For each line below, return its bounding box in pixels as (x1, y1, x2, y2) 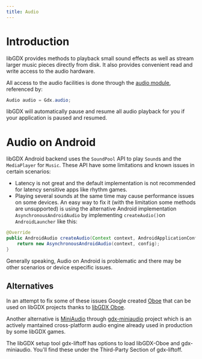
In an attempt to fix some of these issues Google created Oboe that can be (6, 297, 191, 304)
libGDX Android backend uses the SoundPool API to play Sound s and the (6, 155, 182, 162)
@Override (6, 230, 31, 236)
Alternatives (6, 281, 54, 292)
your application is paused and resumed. (6, 114, 108, 121)
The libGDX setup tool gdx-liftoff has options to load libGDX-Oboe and (6, 339, 180, 346)
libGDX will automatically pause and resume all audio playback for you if (6, 108, 185, 115)
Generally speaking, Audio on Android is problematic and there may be (6, 257, 182, 265)
